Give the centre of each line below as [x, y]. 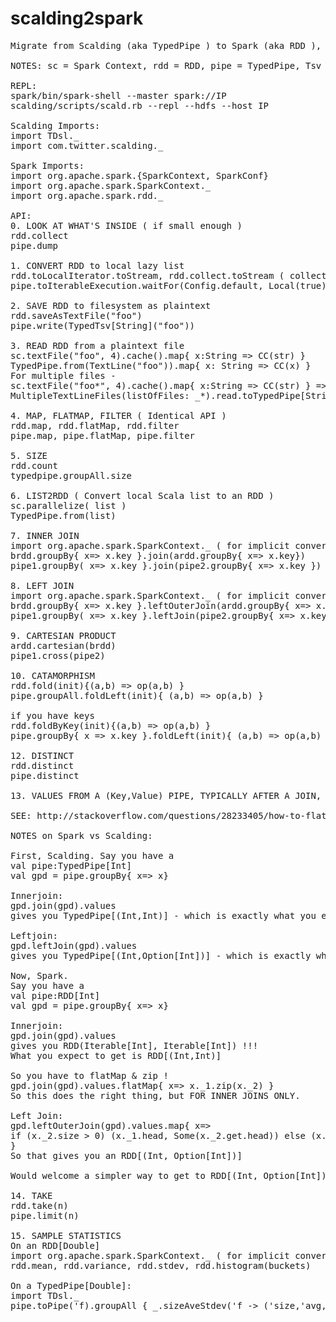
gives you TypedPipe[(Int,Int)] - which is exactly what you [163, 915]
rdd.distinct [42, 765]
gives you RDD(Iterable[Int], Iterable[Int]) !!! [134, 1045]
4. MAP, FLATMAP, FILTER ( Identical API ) [118, 415]
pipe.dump [34, 245]
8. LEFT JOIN [42, 585]
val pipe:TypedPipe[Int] [71, 865]
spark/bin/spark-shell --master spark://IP [118, 95]
